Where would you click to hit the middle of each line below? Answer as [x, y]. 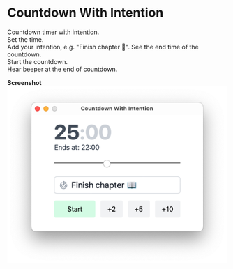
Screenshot [24, 82]
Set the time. [25, 39]
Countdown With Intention [85, 13]
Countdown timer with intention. [53, 32]
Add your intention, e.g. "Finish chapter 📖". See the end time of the [103, 47]
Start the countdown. [38, 61]
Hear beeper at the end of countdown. [62, 69]
